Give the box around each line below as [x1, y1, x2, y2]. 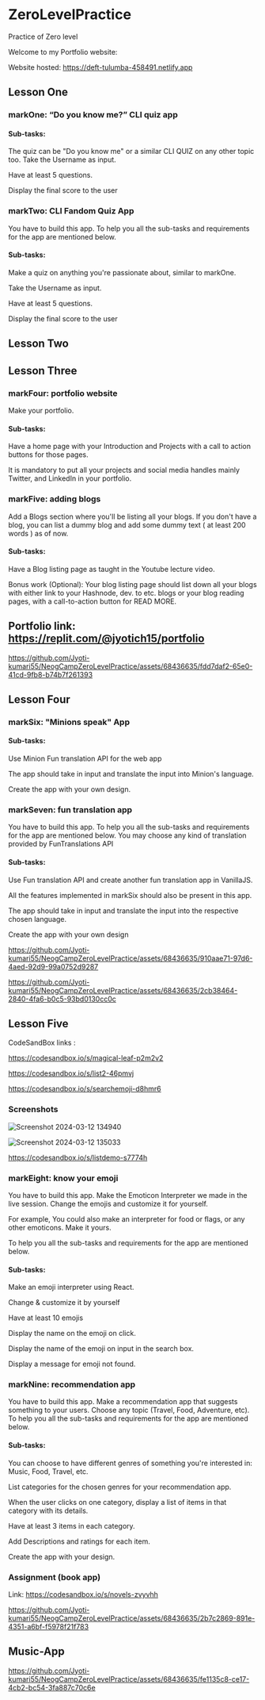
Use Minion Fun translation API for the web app [8, 754, 162, 763]
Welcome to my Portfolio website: [8, 47, 118, 56]
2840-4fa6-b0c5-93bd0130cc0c [8, 994, 116, 1003]
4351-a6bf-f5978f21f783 [8, 1621, 89, 1631]
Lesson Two [8, 337, 69, 351]
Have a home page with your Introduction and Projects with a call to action [8, 442, 252, 451]
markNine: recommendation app [8, 1379, 136, 1390]
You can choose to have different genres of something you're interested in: [8, 1458, 253, 1468]
